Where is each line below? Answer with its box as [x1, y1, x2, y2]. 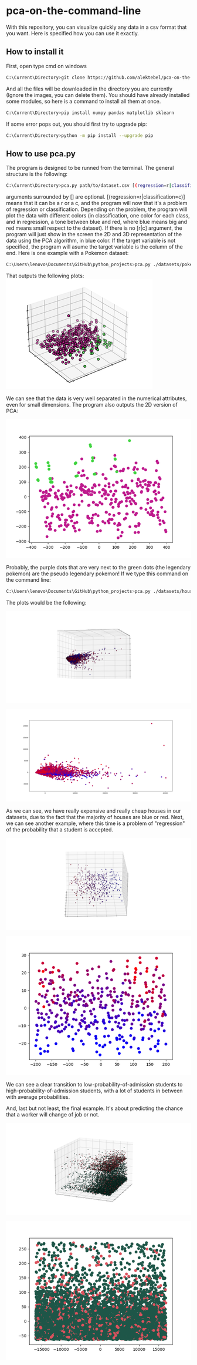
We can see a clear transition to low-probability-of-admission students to [6, 1081, 183, 1088]
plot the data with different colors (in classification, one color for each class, [6, 212, 190, 219]
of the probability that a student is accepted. [6, 826, 113, 833]
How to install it [6, 47, 64, 57]
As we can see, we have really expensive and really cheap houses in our [6, 807, 181, 814]
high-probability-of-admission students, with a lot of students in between [6, 1087, 183, 1094]
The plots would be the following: [6, 599, 87, 606]
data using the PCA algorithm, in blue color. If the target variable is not [6, 237, 176, 244]
